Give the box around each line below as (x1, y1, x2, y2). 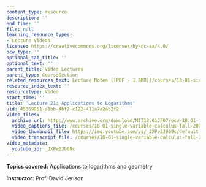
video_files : (6, 112, 40, 118)
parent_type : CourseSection (6, 72, 78, 78)
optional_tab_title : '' (6, 55, 67, 61)
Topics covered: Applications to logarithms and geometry (6, 162, 153, 170)
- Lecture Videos (6, 37, 51, 44)
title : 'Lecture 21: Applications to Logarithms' (6, 100, 136, 106)
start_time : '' (6, 94, 45, 101)
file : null (6, 26, 34, 32)
